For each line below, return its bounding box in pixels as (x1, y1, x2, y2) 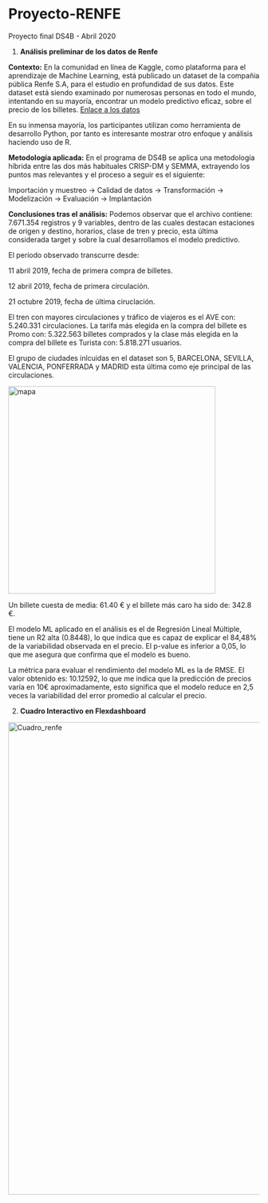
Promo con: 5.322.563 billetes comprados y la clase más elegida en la (8, 329, 238, 338)
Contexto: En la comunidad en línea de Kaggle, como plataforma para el (8, 62, 246, 72)
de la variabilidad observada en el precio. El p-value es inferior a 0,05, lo (8, 641, 246, 650)
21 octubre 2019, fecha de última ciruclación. (8, 297, 156, 306)
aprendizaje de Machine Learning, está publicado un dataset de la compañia (8, 70, 260, 80)
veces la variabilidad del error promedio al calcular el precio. (8, 690, 207, 700)
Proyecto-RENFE (8, 5, 121, 23)
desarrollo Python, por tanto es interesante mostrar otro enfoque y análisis (8, 129, 253, 138)
